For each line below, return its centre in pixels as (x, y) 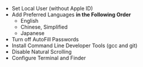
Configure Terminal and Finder (49, 58)
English (29, 21)
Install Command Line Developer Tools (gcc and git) (74, 45)
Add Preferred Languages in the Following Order (71, 15)
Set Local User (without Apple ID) (52, 8)
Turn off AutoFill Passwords (45, 39)
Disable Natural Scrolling (41, 52)
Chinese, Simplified (44, 27)
